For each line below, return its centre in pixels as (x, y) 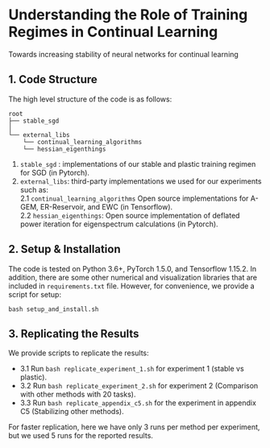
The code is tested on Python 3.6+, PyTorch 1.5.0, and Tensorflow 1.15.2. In (132, 268)
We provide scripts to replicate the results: (79, 353)
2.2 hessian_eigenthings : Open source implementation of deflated (130, 215)
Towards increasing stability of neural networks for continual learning (124, 54)
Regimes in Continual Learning (113, 32)
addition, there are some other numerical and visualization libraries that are (133, 277)
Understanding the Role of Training (128, 15)
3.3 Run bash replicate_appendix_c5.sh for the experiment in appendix (138, 403)
